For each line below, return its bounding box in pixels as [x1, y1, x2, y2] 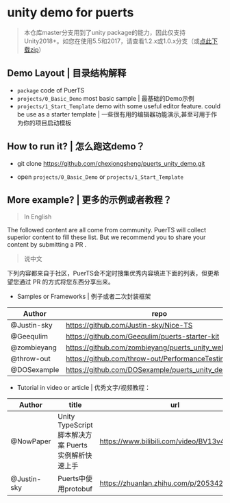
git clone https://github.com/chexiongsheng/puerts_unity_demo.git [16, 159, 205, 167]
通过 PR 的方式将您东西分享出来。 [18, 278, 114, 286]
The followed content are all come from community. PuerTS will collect [7, 226, 207, 234]
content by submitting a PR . [7, 241, 87, 249]
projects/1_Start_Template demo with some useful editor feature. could [16, 101, 221, 110]
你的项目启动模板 [23, 119, 72, 127]
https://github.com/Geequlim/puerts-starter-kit [66, 332, 220, 341]
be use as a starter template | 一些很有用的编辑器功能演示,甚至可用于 [16, 110, 212, 118]
